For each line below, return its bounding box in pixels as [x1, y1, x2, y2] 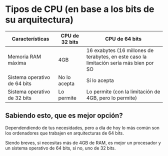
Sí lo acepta [86, 76, 114, 83]
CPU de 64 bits [104, 35, 141, 42]
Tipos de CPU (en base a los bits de [5, 3, 154, 15]
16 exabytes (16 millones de [86, 46, 154, 53]
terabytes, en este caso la [86, 53, 147, 60]
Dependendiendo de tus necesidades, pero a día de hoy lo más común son [5, 124, 160, 130]
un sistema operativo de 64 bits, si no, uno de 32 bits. [5, 145, 116, 151]
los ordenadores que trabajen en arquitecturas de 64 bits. [5, 130, 124, 136]
